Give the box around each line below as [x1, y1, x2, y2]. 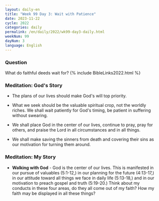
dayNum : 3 [5, 39, 25, 43]
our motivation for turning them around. [12, 142, 91, 147]
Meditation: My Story [5, 154, 56, 160]
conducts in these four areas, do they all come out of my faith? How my [12, 185, 155, 191]
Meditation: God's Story [5, 82, 63, 88]
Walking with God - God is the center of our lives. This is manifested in [12, 165, 154, 171]
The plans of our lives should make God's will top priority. [12, 93, 127, 99]
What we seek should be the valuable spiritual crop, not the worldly [12, 102, 146, 108]
